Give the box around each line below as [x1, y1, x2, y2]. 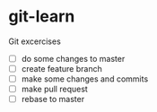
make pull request [21, 83, 89, 95]
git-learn [8, 6, 75, 27]
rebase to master [21, 94, 85, 105]
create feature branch [21, 64, 102, 73]
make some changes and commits [21, 73, 149, 84]
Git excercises [8, 36, 62, 47]
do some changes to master [21, 53, 126, 64]
